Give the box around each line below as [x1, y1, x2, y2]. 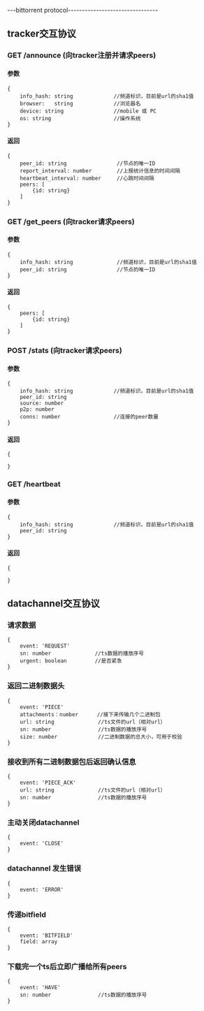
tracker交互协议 [7, 28, 77, 40]
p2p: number [20, 406, 54, 413]
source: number [20, 400, 64, 407]
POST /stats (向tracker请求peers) [7, 345, 122, 355]
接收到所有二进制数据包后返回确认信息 [7, 757, 136, 766]
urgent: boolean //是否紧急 [20, 657, 122, 664]
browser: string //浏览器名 [20, 100, 141, 107]
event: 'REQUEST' [20, 643, 71, 650]
